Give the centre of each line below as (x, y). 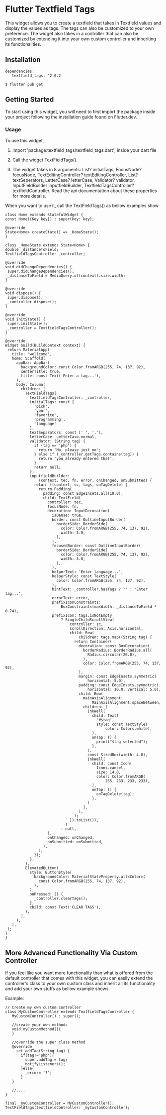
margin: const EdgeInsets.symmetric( (118, 676)
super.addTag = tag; (46, 1059)
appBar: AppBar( (33, 363)
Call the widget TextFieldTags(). (45, 160)
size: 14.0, (109, 772)
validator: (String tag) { (57, 441)
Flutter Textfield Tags (50, 9)
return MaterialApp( (29, 349)
